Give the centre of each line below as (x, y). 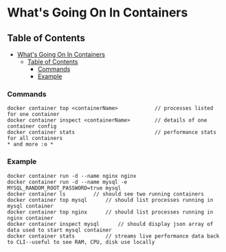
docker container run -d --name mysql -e (67, 182)
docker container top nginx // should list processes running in (110, 212)
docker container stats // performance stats (112, 133)
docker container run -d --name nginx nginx (72, 176)
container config (32, 126)
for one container (33, 115)
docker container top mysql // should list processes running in (110, 200)
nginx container (30, 218)
